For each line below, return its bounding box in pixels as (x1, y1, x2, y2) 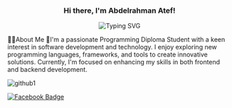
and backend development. (7, 66, 88, 74)
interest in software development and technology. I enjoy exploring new (7, 43, 217, 52)
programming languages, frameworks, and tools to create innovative (7, 50, 208, 59)
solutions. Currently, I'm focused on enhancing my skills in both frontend (7, 58, 221, 66)
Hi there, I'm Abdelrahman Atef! (63, 6, 176, 16)
